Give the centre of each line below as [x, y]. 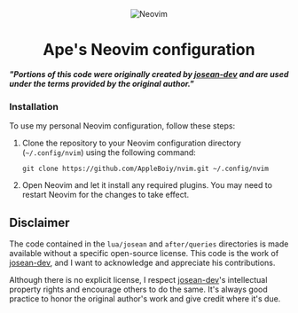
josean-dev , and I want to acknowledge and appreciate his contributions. [142, 263]
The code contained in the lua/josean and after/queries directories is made [149, 244]
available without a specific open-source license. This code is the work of [144, 254]
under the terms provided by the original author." [102, 83]
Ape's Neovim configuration [149, 50]
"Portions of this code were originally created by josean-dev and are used [149, 74]
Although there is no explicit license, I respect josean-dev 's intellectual [138, 280]
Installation [34, 106]
